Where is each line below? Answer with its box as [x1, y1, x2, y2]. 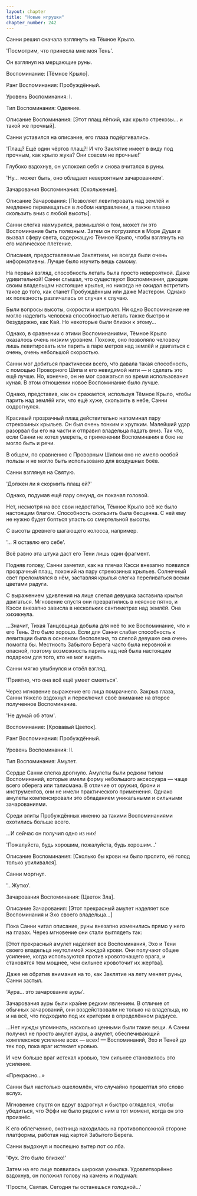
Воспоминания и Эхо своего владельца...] [6, 911, 113, 918]
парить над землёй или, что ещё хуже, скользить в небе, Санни [6, 397, 168, 404]
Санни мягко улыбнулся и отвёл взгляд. [6, 665, 107, 672]
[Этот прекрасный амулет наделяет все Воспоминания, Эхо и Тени [6, 941, 176, 948]
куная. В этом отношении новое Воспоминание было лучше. [6, 379, 160, 386]
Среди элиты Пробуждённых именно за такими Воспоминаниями [6, 812, 173, 819]
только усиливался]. [6, 859, 58, 866]
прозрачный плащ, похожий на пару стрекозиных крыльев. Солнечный [6, 568, 187, 575]
